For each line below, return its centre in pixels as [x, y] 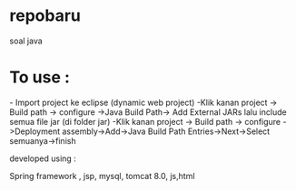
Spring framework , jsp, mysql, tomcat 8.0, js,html [102, 176]
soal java [26, 41]
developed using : [43, 158]
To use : [40, 77]
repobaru [45, 16]
